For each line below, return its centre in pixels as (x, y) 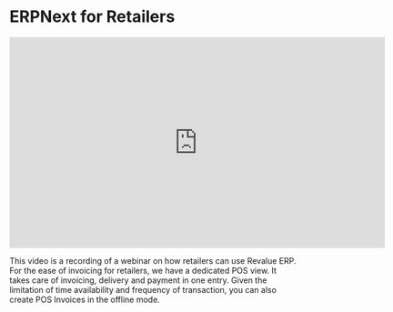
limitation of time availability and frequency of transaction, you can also (143, 289)
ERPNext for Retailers (92, 17)
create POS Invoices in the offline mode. (85, 299)
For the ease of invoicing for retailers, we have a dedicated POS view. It (143, 270)
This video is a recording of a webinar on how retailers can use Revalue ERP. (153, 260)
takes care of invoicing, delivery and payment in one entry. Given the (138, 280)
